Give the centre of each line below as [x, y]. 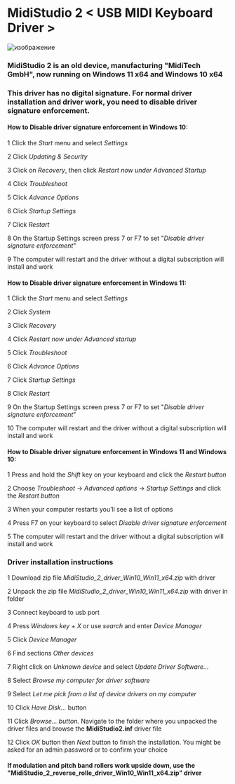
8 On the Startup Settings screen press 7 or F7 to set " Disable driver [106, 238]
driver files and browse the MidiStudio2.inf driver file [85, 729]
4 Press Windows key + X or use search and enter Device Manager [105, 625]
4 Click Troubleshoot [38, 183]
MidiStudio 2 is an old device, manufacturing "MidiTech [104, 65]
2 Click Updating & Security [47, 157]
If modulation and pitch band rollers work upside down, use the [101, 766]
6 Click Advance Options [43, 366]
